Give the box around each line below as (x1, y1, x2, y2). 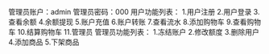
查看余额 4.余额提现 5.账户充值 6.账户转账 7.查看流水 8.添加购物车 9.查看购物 (8, 17, 262, 27)
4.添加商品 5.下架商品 (8, 37, 80, 47)
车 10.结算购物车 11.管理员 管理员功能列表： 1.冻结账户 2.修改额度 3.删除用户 (8, 27, 259, 36)
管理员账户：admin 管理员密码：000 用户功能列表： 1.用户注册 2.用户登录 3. (8, 7, 260, 16)
